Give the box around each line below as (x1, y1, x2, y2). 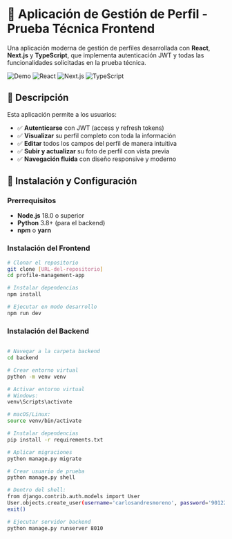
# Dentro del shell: (7, 486, 67, 493)
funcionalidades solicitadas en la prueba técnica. (7, 58, 146, 66)
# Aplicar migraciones (7, 448, 72, 455)
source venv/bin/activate (7, 417, 81, 424)
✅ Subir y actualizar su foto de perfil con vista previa (17, 146, 170, 155)
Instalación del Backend (7, 326, 90, 336)
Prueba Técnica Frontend (7, 21, 155, 37)
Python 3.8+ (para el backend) (17, 219, 106, 227)
